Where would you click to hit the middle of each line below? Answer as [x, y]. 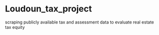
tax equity [15, 27]
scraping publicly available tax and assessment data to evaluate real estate [79, 22]
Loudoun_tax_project [49, 9]
